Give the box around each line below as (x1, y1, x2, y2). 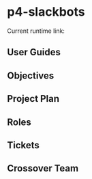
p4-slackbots (7, 4, 85, 20)
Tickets (7, 139, 40, 151)
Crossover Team (7, 163, 79, 174)
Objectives (7, 70, 55, 81)
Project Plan (7, 93, 60, 105)
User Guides (7, 46, 61, 58)
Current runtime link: (7, 27, 65, 35)
